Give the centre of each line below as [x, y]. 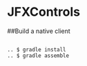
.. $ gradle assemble [38, 56]
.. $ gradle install [37, 49]
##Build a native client [39, 31]
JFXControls [44, 12]
